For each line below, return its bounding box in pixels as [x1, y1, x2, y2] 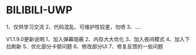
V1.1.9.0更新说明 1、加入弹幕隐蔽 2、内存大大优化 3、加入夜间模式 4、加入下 [6, 35, 190, 42]
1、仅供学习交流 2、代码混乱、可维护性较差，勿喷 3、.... [6, 23, 142, 30]
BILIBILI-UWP [6, 3, 73, 17]
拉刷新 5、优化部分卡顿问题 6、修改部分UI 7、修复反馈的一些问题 [6, 43, 163, 50]
